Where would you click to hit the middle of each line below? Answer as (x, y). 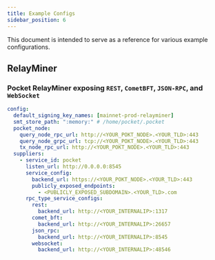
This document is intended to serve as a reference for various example (107, 39)
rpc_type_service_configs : (64, 199)
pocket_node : (32, 128)
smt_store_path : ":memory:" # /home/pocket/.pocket (89, 122)
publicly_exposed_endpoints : (74, 186)
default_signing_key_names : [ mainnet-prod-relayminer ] (94, 116)
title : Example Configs (41, 13)
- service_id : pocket (50, 160)
